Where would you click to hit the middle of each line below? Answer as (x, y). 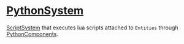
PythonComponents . (32, 34)
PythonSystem (45, 11)
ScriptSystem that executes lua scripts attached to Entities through (93, 28)
